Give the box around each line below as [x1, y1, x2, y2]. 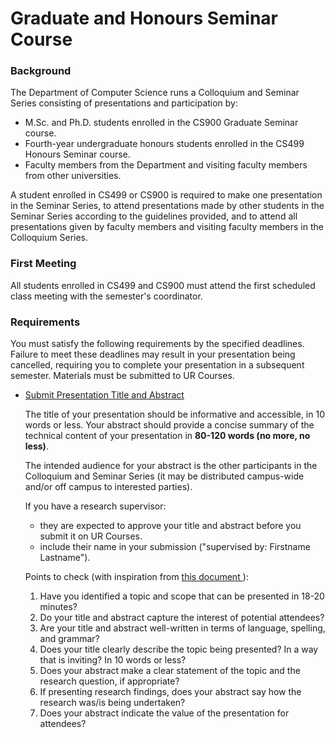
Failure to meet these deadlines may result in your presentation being [10, 348, 296, 361]
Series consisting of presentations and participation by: [10, 97, 239, 109]
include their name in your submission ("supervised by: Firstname [39, 541, 311, 553]
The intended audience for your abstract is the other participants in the [24, 460, 318, 472]
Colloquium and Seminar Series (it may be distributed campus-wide [24, 470, 305, 482]
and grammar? [39, 633, 100, 645]
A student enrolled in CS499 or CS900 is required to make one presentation [10, 189, 323, 201]
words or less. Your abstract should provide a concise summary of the [24, 419, 315, 431]
